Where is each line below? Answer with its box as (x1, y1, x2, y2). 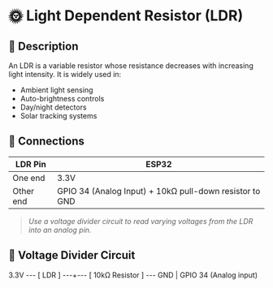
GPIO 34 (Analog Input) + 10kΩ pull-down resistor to (56, 185, 261, 196)
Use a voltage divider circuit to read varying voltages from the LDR (28, 216, 253, 226)
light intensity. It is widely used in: (8, 70, 122, 79)
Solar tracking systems (19, 111, 97, 120)
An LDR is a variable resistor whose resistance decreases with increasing (8, 61, 253, 71)
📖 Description (8, 39, 79, 53)
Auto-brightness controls (19, 94, 105, 103)
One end (12, 172, 45, 183)
